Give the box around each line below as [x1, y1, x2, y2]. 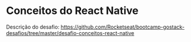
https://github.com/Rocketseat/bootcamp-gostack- [61, 23, 185, 30]
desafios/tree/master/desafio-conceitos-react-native [6, 29, 135, 36]
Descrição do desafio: [6, 23, 60, 30]
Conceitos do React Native [6, 4, 139, 17]
